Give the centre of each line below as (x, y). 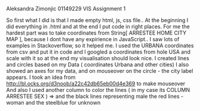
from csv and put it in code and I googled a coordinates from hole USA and (99, 52)
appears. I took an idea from (41, 77)
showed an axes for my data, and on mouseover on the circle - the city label (100, 71)
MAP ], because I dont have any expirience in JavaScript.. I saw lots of (93, 39)
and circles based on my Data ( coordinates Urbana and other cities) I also (98, 64)
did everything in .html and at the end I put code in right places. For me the (98, 27)
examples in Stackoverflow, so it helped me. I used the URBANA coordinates (100, 45)
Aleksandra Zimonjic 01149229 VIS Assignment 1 (66, 9)
